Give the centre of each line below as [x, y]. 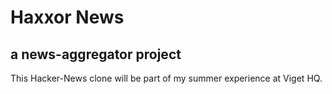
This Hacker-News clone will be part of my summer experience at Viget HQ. [166, 78]
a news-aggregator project [96, 54]
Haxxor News [67, 17]
